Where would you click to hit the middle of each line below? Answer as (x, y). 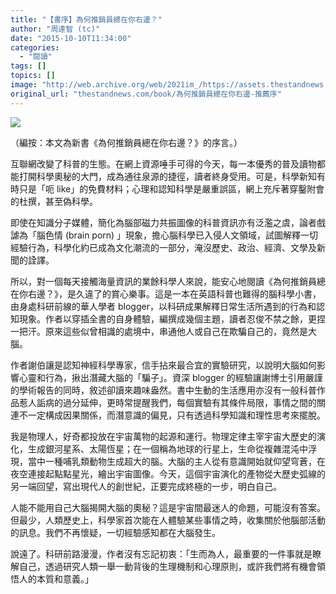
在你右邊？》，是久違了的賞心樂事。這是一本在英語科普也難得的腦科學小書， (166, 293)
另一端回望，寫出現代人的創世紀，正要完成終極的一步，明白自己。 (146, 486)
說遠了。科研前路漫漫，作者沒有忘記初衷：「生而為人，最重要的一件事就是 (161, 553)
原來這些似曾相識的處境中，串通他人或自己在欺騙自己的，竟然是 (176, 331)
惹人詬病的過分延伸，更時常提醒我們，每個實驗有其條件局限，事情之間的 (167, 402)
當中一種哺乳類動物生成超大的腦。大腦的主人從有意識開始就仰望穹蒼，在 (176, 461)
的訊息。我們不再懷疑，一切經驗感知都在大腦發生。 (115, 532)
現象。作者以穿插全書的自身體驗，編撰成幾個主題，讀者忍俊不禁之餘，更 (167, 318)
